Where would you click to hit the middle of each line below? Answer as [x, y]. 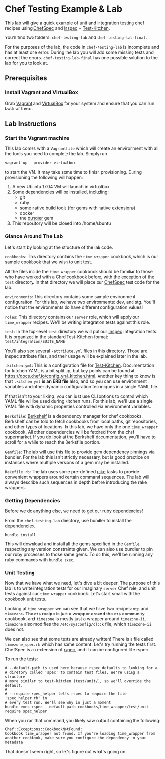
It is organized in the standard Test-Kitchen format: [57, 337]
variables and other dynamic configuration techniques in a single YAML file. [82, 386]
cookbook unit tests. [26, 599]
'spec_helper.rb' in [26, 698]
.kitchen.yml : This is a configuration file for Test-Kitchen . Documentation [80, 365]
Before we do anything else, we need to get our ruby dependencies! [74, 511]
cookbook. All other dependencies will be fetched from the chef [70, 432]
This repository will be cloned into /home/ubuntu [62, 223]
